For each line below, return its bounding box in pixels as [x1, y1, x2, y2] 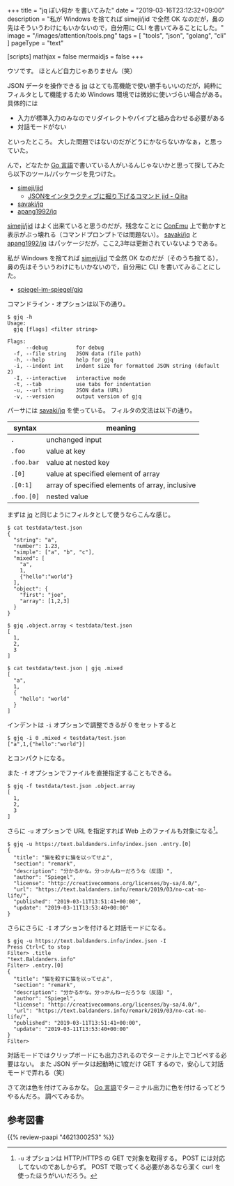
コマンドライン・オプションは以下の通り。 [7, 299, 130, 308]
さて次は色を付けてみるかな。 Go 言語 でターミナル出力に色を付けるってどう [7, 1083, 226, 1091]
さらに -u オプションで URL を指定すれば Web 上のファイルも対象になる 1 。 [7, 826, 221, 835]
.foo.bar [10, 459, 40, 466]
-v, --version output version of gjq [13, 393, 141, 400]
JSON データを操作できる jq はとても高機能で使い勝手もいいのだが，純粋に [7, 82, 223, 89]
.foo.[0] [10, 493, 40, 501]
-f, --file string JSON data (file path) [13, 350, 141, 357]
